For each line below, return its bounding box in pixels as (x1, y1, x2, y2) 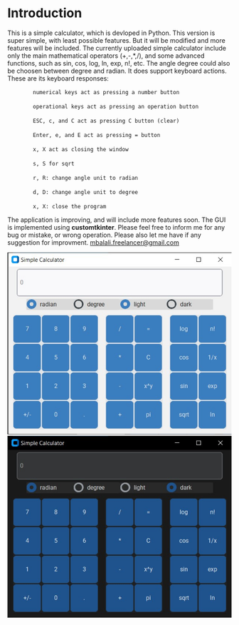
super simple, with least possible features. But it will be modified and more (7, 36, 225, 44)
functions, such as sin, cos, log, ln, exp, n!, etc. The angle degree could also (7, 59, 230, 67)
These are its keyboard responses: (7, 73, 109, 83)
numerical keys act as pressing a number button (33, 88, 180, 96)
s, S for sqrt (33, 160, 75, 167)
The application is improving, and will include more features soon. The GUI (7, 215, 226, 224)
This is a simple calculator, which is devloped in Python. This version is (7, 29, 216, 37)
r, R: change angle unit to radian (33, 174, 139, 181)
